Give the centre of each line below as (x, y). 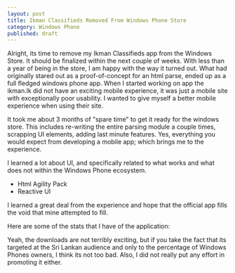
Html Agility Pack (42, 184)
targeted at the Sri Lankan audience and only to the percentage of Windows (117, 248)
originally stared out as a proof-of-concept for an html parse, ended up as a (117, 76)
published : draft (33, 33)
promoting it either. (35, 262)
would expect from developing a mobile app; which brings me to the (106, 142)
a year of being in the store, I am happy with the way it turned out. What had (117, 68)
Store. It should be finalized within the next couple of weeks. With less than (116, 61)
